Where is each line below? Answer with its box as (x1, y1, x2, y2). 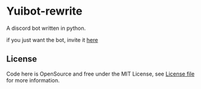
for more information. (6, 76, 60, 84)
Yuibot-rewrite (6, 4, 82, 18)
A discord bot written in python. (6, 24, 86, 32)
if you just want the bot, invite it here (6, 36, 98, 43)
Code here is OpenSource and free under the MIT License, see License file (6, 70, 195, 77)
